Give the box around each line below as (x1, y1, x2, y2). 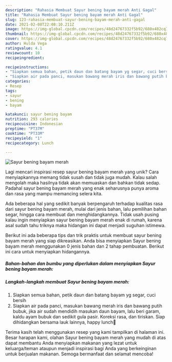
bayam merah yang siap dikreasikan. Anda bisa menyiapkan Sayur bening (5, 238, 161, 244)
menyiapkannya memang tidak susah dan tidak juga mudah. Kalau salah (5, 174, 157, 180)
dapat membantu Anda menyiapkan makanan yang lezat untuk (5, 339, 137, 346)
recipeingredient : (5, 55, 45, 61)
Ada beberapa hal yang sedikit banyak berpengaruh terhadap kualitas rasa (5, 200, 163, 207)
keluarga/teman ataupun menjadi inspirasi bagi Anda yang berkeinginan (5, 345, 157, 351)
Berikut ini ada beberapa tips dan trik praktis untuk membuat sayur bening (5, 232, 162, 238)
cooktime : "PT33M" (5, 131, 45, 136)
